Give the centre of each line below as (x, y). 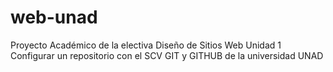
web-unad (54, 17)
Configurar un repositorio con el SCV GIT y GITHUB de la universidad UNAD (167, 55)
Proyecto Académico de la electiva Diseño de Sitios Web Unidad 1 (146, 45)
